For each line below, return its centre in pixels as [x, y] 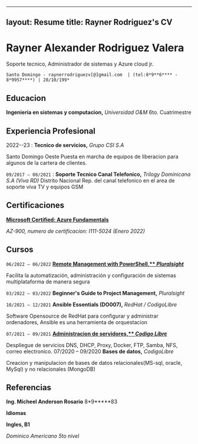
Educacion [26, 98]
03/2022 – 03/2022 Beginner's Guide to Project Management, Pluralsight [95, 293]
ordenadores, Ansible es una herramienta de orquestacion [77, 322]
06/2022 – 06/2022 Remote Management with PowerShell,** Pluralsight [95, 264]
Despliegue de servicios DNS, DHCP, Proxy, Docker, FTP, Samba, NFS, [92, 345]
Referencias [29, 387]
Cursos [20, 249]
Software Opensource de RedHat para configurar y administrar [82, 316]
